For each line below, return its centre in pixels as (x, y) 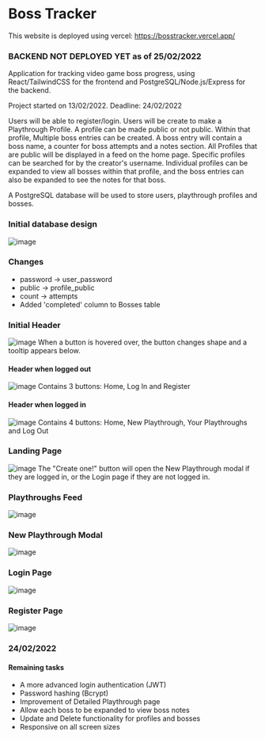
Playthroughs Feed (45, 497)
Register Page (36, 611)
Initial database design (53, 224)
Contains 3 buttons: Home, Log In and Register (114, 387)
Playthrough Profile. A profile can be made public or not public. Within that (129, 130)
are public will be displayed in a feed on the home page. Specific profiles (127, 154)
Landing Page (35, 451)
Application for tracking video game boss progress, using (102, 74)
